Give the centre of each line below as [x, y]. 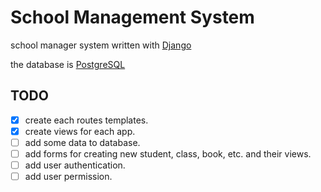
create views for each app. [80, 131]
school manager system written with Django [101, 45]
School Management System [132, 17]
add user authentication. [75, 165]
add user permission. [68, 177]
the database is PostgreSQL [68, 64]
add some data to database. [82, 142]
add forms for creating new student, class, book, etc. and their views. [168, 153]
